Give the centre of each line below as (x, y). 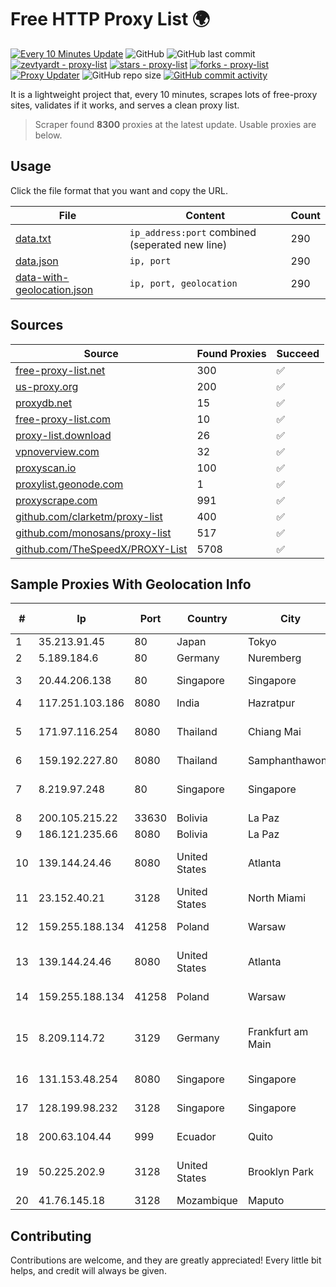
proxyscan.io (46, 468)
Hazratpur (271, 703)
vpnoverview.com (57, 451)
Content (205, 215)
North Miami (277, 898)
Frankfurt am (278, 1032)
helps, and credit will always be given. (88, 1271)
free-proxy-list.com (63, 419)
